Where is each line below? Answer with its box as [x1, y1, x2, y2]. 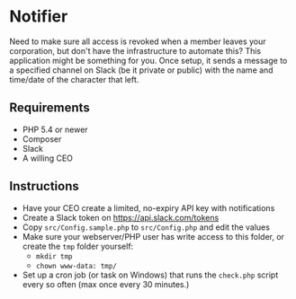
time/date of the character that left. [9, 74, 139, 84]
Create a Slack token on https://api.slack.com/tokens [22, 212, 220, 223]
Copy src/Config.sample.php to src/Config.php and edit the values [22, 222, 270, 233]
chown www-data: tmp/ [35, 261, 117, 270]
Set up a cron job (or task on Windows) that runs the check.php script [22, 269, 279, 280]
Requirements [9, 101, 90, 116]
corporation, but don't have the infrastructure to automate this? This [9, 45, 262, 56]
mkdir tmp [35, 251, 74, 261]
